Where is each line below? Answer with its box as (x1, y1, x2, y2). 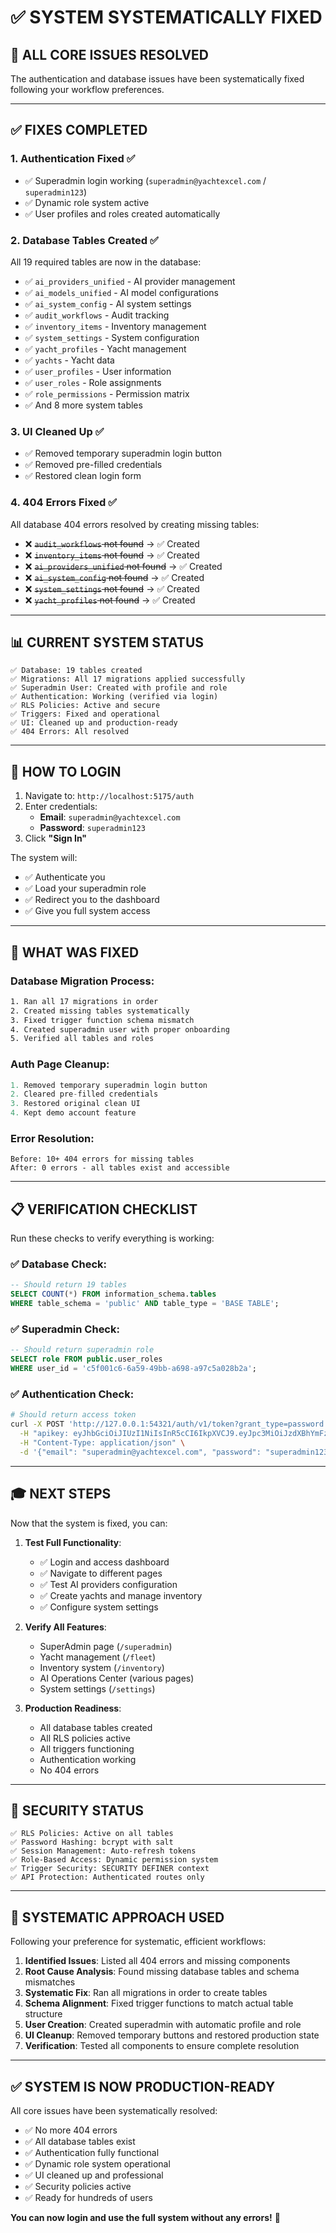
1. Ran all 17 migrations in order (10, 996, 159, 1006)
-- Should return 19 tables (10, 1280, 128, 1290)
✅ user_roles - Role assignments (24, 376, 162, 388)
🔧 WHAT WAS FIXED (10, 944, 140, 961)
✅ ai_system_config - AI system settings (24, 297, 192, 310)
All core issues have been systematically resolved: (10, 2104, 218, 2116)
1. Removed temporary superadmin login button (10, 1080, 208, 1090)
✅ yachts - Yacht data (24, 354, 115, 366)
